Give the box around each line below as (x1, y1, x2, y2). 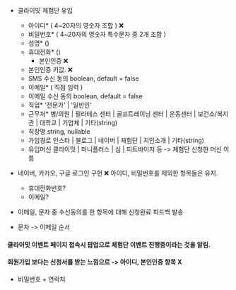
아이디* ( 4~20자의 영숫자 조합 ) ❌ (28, 21, 124, 30)
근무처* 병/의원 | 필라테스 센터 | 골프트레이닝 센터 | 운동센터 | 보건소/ (28, 110, 218, 118)
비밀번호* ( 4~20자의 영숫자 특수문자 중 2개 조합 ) (28, 30, 167, 38)
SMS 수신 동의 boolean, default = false (28, 74, 139, 83)
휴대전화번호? (28, 184, 66, 192)
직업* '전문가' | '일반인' (28, 101, 92, 109)
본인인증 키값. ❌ (28, 66, 73, 74)
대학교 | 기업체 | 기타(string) (40, 119, 118, 127)
